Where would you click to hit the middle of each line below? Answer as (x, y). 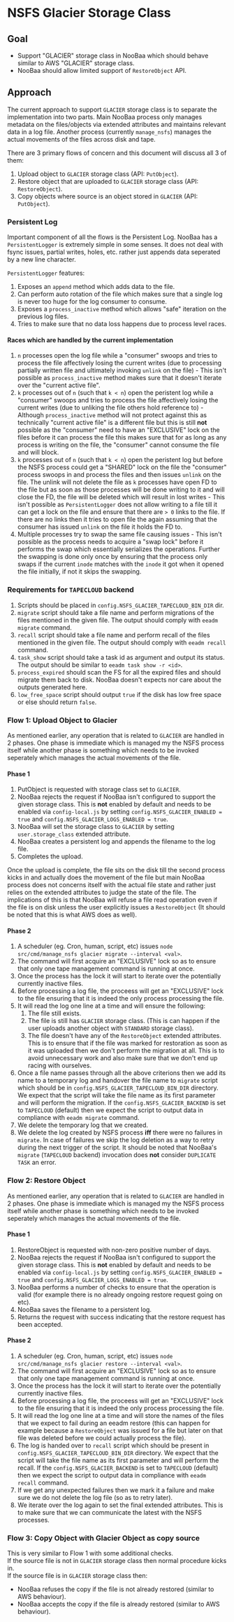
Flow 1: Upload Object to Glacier (62, 720)
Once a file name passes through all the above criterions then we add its (122, 1073)
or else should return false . (57, 702)
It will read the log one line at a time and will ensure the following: (111, 1006)
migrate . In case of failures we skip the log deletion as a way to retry (116, 1140)
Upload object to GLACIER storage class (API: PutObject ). (98, 174)
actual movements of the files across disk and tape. (81, 139)
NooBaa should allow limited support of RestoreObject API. (102, 70)
